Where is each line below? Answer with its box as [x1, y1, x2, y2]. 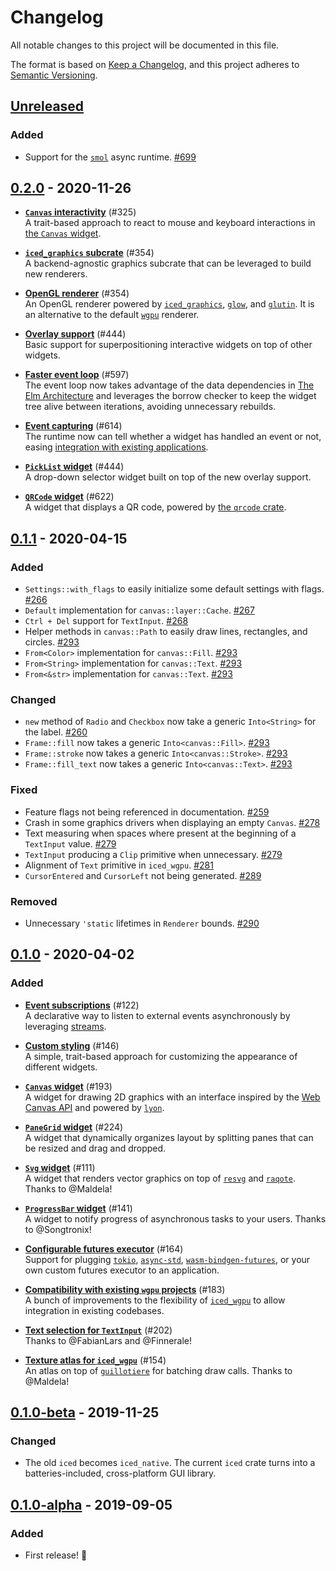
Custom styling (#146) [24, 1039, 120, 1051]
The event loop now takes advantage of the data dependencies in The [24, 379, 315, 391]
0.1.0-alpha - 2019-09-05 [10, 1496, 173, 1513]
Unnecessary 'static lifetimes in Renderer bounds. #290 [24, 917, 260, 930]
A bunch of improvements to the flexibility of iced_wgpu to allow [24, 1294, 286, 1306]
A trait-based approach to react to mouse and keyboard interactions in [24, 217, 316, 229]
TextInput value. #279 [24, 837, 117, 850]
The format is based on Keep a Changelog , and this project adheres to [10, 58, 300, 70]
